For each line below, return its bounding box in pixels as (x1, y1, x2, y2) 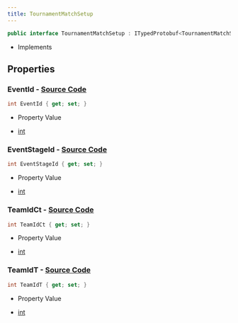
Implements (17, 42, 52, 51)
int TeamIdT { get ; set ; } (7, 281, 87, 288)
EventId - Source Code (7, 84, 87, 94)
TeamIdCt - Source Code (7, 205, 94, 215)
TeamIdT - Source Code (7, 265, 91, 275)
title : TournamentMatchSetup (7, 10, 93, 18)
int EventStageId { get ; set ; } (7, 161, 103, 168)
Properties (7, 63, 55, 75)
